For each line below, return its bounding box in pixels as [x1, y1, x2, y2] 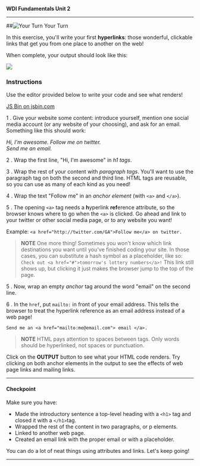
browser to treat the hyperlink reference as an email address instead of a [6, 307, 185, 314]
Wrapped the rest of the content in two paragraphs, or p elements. [14, 423, 178, 430]
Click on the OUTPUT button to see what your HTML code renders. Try [6, 353, 180, 360]
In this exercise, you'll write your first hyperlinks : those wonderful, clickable [6, 34, 193, 41]
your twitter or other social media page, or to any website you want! [6, 217, 173, 224]
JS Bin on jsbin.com [6, 103, 55, 110]
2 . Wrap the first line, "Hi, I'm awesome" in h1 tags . [6, 156, 132, 163]
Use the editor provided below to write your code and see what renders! [6, 91, 183, 98]
